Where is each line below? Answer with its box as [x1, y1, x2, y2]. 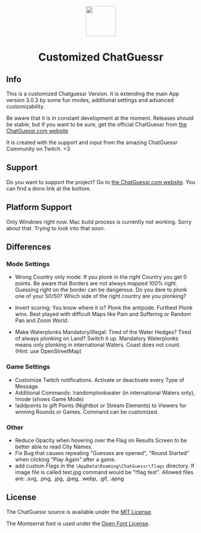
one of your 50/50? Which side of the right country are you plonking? [14, 293, 187, 300]
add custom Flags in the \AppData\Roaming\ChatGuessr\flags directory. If [14, 462, 195, 469]
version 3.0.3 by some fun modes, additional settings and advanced [6, 97, 174, 104]
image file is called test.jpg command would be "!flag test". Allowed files [14, 468, 194, 475]
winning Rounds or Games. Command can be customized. [14, 408, 159, 415]
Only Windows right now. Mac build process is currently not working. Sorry [6, 218, 192, 225]
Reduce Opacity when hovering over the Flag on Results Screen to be [14, 436, 187, 444]
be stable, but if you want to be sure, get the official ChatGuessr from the [6, 121, 187, 128]
